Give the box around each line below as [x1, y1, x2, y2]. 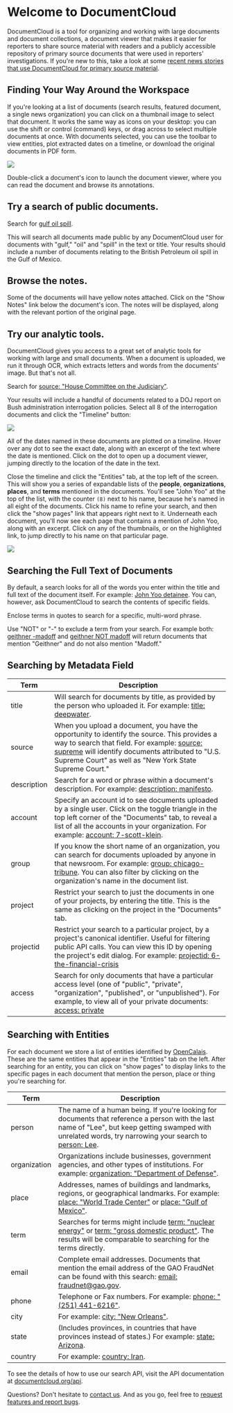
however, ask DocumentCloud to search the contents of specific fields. [7, 598, 210, 606]
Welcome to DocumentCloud [7, 4, 177, 20]
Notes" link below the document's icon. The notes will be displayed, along [7, 301, 218, 309]
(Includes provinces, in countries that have [58, 1323, 197, 1332]
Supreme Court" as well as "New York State [54, 755, 197, 764]
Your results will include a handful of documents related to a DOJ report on [7, 396, 221, 404]
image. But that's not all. [7, 369, 76, 377]
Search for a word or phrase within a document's [54, 775, 214, 785]
